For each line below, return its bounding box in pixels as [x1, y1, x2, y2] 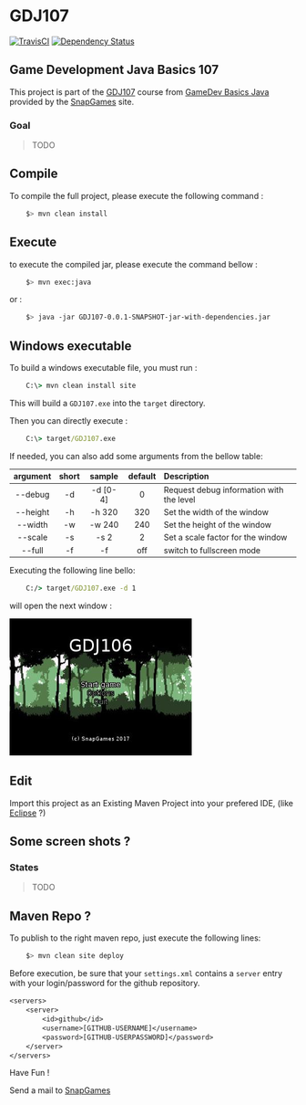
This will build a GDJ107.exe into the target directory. [9, 397, 207, 408]
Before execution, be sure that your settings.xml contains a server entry [9, 968, 283, 979]
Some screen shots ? [9, 834, 131, 849]
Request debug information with [163, 484, 284, 495]
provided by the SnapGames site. [9, 96, 135, 107]
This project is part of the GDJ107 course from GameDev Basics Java [9, 86, 270, 97]
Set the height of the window [163, 520, 271, 531]
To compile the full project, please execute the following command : [9, 190, 264, 201]
